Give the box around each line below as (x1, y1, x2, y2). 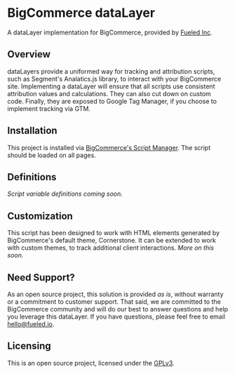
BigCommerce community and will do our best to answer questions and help (7, 305, 229, 313)
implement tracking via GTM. (7, 104, 91, 113)
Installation (7, 125, 58, 137)
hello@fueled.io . (7, 320, 55, 328)
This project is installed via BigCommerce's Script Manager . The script (7, 143, 211, 152)
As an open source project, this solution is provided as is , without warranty (7, 290, 224, 298)
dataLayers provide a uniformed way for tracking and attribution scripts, (7, 67, 215, 75)
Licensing (7, 340, 51, 352)
